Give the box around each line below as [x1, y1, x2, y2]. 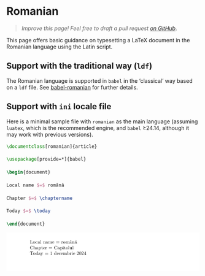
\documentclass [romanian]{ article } [6, 143, 98, 150]
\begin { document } [6, 169, 51, 175]
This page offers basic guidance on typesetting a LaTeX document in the [6, 36, 190, 44]
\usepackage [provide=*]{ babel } [6, 156, 87, 163]
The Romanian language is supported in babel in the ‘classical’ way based [6, 77, 193, 84]
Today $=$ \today [6, 208, 51, 214]
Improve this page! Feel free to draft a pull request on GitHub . [21, 25, 177, 32]
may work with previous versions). [6, 131, 93, 138]
